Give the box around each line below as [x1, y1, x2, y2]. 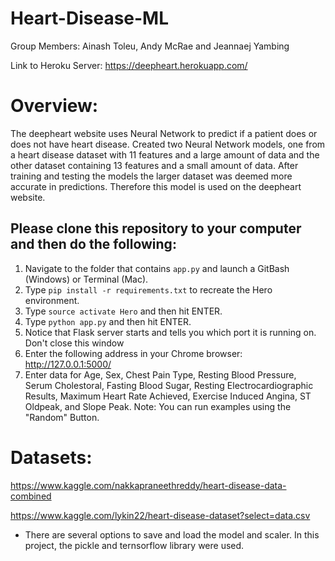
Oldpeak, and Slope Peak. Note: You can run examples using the [24, 400, 292, 412]
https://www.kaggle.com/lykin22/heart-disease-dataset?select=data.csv [10, 509, 311, 521]
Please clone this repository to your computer [10, 220, 302, 237]
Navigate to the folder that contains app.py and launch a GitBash [24, 262, 290, 274]
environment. [24, 294, 80, 306]
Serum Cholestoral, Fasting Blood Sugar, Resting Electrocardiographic [24, 379, 314, 391]
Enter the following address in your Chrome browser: [24, 347, 243, 359]
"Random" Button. [24, 411, 100, 423]
